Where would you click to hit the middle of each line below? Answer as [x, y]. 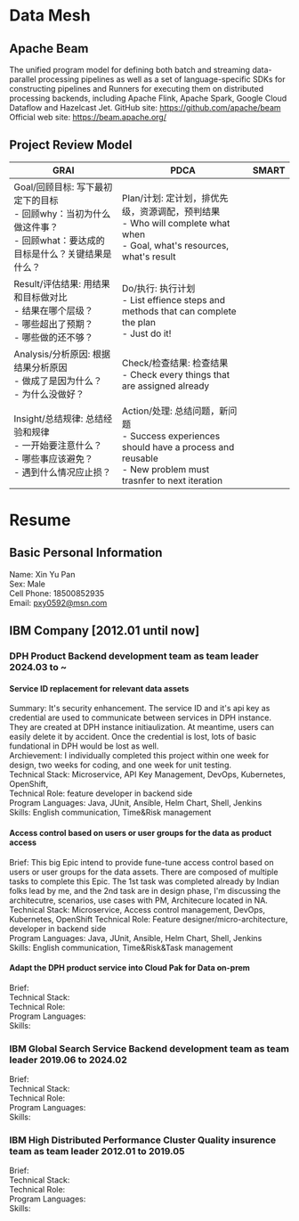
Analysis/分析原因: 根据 [62, 354]
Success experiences [175, 436]
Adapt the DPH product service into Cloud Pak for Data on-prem [130, 968]
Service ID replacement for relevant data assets [99, 688]
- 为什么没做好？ [49, 394]
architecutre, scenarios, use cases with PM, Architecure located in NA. [139, 900]
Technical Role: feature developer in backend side [101, 793]
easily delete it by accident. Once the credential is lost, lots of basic [133, 737]
